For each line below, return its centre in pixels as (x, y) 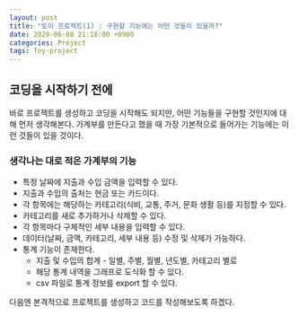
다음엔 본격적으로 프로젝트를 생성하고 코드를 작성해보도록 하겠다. (122, 303)
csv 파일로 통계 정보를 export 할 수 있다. (106, 283)
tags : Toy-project (44, 51)
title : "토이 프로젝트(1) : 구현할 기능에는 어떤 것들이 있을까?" (116, 26)
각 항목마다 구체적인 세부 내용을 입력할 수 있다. (104, 227)
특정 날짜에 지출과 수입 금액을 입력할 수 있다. (100, 182)
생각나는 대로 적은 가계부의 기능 (73, 161)
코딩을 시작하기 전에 (61, 89)
